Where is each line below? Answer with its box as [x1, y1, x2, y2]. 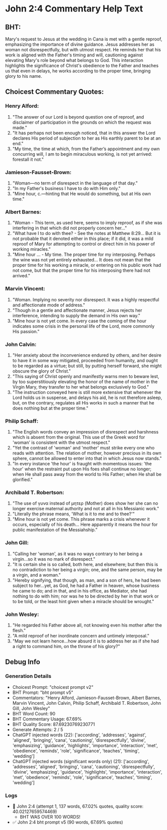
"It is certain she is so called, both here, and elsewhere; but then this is [12, 561, 159, 567]
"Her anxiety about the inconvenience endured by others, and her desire [12, 352, 162, 358]
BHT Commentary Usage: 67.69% [12, 716, 82, 722]
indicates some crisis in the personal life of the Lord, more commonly [12, 323, 155, 329]
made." [12, 124, 27, 130]
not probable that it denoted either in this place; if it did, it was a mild [12, 235, 154, 242]
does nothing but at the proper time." [12, 405, 89, 411]
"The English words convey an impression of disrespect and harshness [12, 429, 159, 435]
